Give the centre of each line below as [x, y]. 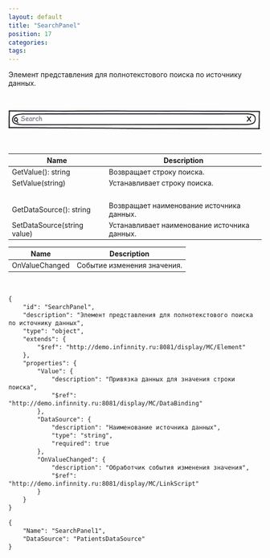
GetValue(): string [41, 172]
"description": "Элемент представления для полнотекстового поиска [138, 315]
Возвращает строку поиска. [157, 172]
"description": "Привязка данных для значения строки [143, 379]
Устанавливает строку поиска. [161, 183]
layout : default [35, 17]
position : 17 [30, 34]
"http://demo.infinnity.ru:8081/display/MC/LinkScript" [104, 483]
